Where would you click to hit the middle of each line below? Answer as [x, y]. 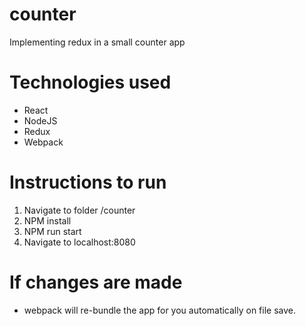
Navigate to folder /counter [79, 210]
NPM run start [52, 231]
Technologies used [90, 82]
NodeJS [40, 120]
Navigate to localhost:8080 [79, 242]
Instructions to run [88, 182]
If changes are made [96, 282]
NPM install [47, 220]
